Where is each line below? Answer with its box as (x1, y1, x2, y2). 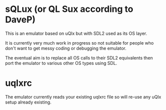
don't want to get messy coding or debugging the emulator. (5, 45, 126, 51)
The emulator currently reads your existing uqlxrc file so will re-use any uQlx (5, 94, 162, 100)
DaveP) (5, 14, 36, 25)
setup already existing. (5, 99, 52, 105)
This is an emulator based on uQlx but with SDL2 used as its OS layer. (5, 30, 148, 36)
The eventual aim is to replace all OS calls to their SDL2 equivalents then (5, 55, 153, 60)
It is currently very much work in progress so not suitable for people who (5, 40, 154, 46)
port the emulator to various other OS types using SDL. (5, 60, 117, 66)
